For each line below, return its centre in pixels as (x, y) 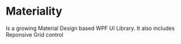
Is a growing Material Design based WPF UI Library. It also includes (90, 28)
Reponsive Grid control (35, 34)
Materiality (34, 11)
